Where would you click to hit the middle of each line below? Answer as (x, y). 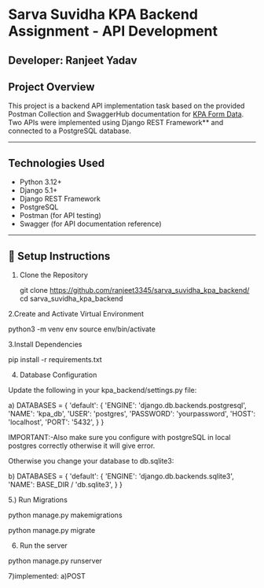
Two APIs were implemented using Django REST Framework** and (116, 123)
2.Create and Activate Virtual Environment (76, 314)
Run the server (44, 545)
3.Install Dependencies (45, 345)
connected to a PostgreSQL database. (70, 131)
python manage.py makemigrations (66, 515)
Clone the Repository (54, 275)
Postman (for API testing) (60, 216)
